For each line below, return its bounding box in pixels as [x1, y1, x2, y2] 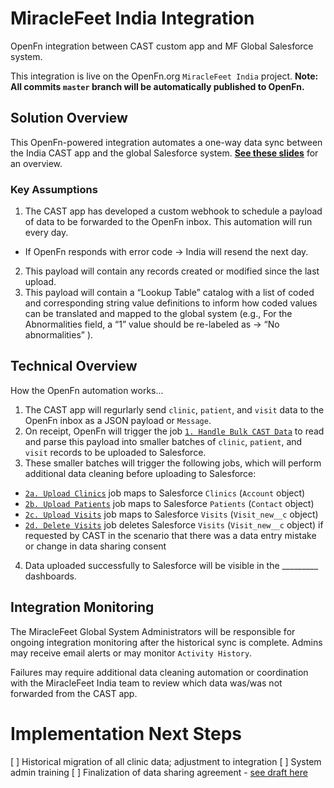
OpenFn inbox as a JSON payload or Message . [24, 414, 212, 426]
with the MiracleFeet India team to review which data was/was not [10, 677, 283, 689]
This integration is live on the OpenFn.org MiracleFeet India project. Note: [10, 70, 319, 82]
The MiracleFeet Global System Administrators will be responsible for [10, 625, 296, 637]
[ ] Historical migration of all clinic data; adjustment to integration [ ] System [10, 755, 322, 767]
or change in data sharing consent [24, 540, 167, 552]
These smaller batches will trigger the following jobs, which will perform [24, 457, 322, 469]
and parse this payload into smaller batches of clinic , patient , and [24, 435, 303, 447]
